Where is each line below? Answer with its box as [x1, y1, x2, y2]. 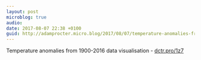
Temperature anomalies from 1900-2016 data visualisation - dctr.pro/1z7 [6, 47, 184, 54]
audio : [6, 20, 23, 26]
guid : [6, 31, 20, 37]
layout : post [6, 8, 39, 15]
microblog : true [6, 14, 47, 20]
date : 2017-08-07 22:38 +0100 [6, 25, 82, 31]
